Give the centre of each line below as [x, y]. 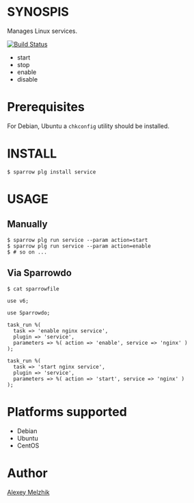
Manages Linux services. [42, 31]
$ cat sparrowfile [33, 289]
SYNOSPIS [38, 12]
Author [27, 473]
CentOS [28, 445]
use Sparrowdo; [29, 312]
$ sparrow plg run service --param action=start [78, 240]
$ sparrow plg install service [52, 172]
